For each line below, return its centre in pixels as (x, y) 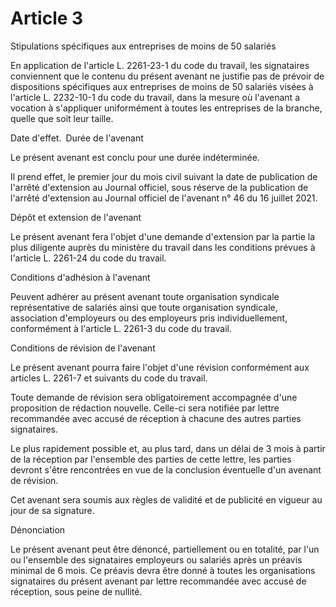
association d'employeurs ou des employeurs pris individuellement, (149, 318)
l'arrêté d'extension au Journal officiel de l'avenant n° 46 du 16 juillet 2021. (164, 198)
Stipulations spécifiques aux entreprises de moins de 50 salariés (143, 46)
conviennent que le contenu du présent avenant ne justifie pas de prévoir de (167, 76)
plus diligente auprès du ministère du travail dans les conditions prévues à (163, 247)
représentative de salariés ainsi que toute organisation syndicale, (144, 307)
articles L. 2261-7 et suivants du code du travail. (109, 378)
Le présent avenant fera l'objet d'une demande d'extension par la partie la (163, 236)
